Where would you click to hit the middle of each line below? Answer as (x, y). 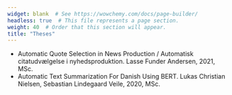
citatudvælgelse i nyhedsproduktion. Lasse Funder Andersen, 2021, (116, 62)
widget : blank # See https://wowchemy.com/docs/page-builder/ (103, 14)
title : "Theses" (31, 34)
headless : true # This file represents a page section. (93, 21)
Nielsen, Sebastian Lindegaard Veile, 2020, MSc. (89, 84)
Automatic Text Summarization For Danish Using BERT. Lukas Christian (121, 77)
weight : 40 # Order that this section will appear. (87, 27)
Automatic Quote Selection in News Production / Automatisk (105, 54)
